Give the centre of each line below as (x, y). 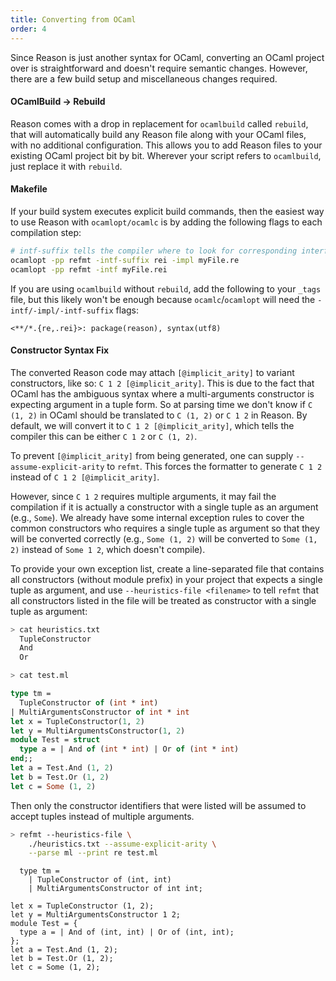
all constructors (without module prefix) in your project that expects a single (166, 579)
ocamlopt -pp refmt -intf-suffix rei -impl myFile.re (125, 260)
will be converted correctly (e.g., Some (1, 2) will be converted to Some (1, (164, 538)
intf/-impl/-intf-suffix (62, 311)
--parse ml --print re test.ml (93, 853)
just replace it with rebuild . (66, 166)
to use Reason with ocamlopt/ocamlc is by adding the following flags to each (166, 222)
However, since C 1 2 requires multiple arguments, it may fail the (143, 496)
